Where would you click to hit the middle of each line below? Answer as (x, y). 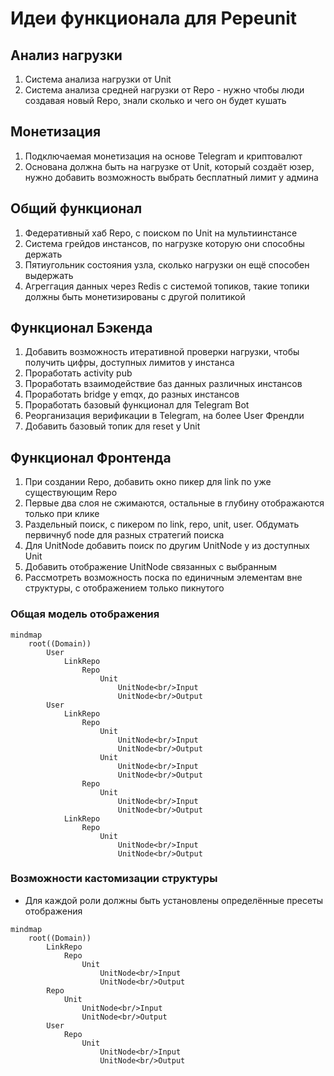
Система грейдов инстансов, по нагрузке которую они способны (164, 243)
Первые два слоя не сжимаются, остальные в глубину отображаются (174, 503)
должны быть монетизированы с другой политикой (135, 296)
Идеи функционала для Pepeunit (154, 18)
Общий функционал (76, 208)
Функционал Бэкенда (81, 328)
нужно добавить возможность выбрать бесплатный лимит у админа (171, 177)
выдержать (49, 275)
